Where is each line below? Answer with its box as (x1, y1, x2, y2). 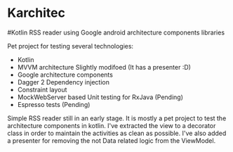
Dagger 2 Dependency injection (17, 77, 110, 86)
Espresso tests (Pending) (17, 100, 91, 108)
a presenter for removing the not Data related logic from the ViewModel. (7, 136, 216, 145)
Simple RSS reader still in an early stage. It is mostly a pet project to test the (7, 114, 227, 122)
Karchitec (7, 5, 65, 21)
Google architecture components (17, 70, 114, 79)
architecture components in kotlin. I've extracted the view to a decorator (7, 121, 216, 129)
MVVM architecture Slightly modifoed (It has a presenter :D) (17, 63, 192, 71)
